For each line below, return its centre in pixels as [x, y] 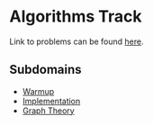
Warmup [38, 91]
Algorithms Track [76, 17]
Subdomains [46, 70]
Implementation [51, 101]
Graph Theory [48, 111]
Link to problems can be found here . [76, 41]
